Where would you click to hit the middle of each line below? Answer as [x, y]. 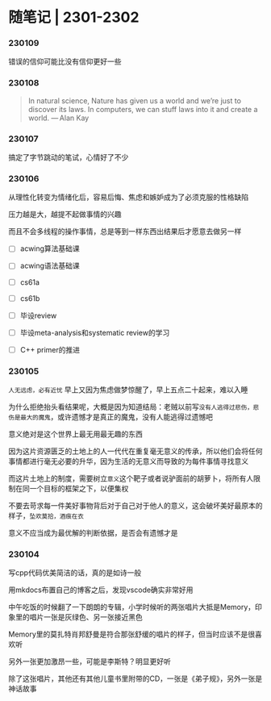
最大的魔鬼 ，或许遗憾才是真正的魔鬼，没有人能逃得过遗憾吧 [117, 417]
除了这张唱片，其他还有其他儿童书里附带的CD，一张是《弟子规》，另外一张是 [135, 678]
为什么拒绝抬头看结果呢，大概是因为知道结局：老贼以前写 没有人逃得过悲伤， [131, 407]
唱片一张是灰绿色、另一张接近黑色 [86, 617]
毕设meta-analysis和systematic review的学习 [95, 332]
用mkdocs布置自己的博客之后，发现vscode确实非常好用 [101, 590]
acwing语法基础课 [50, 266]
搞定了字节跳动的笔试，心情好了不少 [69, 157]
